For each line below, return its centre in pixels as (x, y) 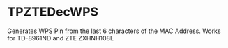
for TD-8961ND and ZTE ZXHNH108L (60, 38)
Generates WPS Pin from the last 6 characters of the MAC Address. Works (114, 31)
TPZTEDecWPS (53, 12)
